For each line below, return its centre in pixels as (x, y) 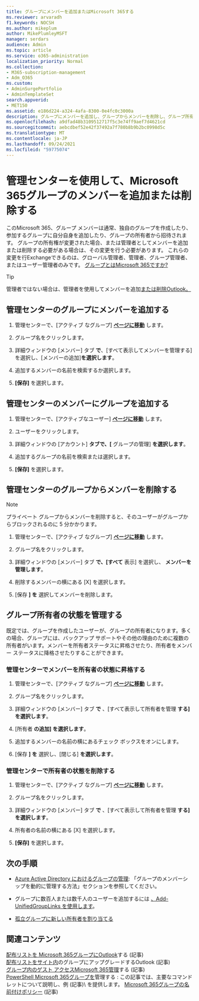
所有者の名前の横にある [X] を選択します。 (66, 830)
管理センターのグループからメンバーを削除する (92, 490)
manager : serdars (28, 39)
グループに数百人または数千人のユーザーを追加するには (82, 899)
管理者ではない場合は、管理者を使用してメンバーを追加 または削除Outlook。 (99, 289)
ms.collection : (25, 67)
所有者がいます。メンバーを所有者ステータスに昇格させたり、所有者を (92, 645)
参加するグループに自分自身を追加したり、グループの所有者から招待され (94, 236)
